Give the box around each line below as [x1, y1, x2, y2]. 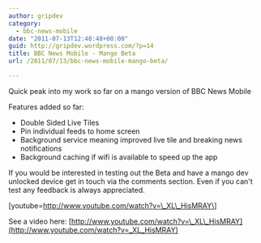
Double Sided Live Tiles [19, 117, 100, 127]
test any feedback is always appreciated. [8, 185, 146, 194]
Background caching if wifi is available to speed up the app [19, 151, 218, 162]
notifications [19, 143, 62, 153]
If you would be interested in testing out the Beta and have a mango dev [8, 168, 249, 177]
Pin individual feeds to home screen [19, 126, 140, 136]
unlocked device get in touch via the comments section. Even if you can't [8, 176, 253, 186]
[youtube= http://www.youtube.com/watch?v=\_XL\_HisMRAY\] [8, 200, 217, 211]
